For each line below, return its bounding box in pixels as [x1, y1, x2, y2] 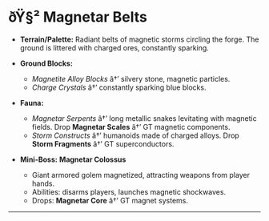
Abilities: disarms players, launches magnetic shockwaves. [31, 187, 227, 196]
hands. [31, 179, 54, 188]
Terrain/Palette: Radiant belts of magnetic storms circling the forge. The [19, 34, 259, 44]
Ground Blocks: [19, 58, 74, 68]
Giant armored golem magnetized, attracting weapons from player [31, 170, 251, 179]
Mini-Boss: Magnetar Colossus [19, 155, 126, 164]
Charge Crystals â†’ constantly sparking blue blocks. [31, 82, 207, 92]
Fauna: [19, 98, 44, 107]
